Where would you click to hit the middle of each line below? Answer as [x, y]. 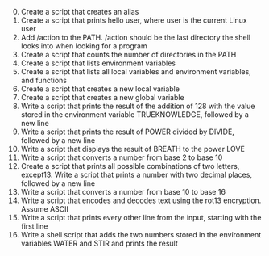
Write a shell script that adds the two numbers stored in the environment [141, 235]
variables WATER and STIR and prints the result [99, 243]
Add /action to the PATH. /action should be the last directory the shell [135, 37]
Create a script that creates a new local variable [100, 89]
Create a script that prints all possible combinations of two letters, [130, 166]
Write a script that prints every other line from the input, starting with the [141, 218]
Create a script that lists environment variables [98, 63]
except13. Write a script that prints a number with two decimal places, [137, 174]
